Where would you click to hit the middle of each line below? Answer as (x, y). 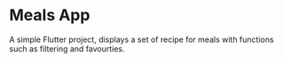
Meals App (50, 15)
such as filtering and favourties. (67, 48)
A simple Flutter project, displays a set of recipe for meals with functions (141, 39)
